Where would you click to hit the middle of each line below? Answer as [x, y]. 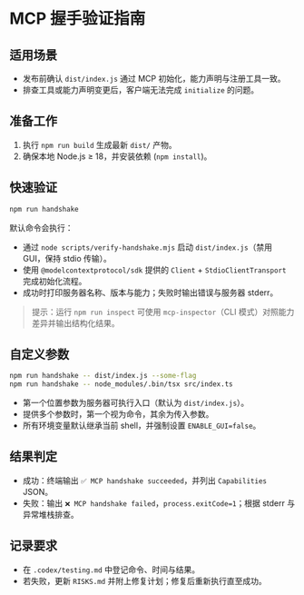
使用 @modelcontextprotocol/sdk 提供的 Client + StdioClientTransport [154, 270]
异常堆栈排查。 [50, 514]
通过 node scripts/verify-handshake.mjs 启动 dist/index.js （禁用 [147, 247]
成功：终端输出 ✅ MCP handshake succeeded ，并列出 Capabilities [145, 480]
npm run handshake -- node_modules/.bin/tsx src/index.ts [121, 384]
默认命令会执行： [41, 227]
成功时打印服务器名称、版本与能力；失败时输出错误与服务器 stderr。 [150, 293]
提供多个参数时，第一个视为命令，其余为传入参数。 [118, 414]
